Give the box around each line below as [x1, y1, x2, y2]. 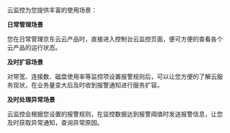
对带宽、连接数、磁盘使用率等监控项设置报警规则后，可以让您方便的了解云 [7, 72, 217, 80]
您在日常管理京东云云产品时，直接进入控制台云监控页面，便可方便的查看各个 [7, 35, 223, 43]
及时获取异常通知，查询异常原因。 [7, 119, 103, 126]
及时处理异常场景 [7, 95, 55, 104]
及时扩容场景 [7, 58, 43, 66]
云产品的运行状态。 [7, 44, 62, 51]
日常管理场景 [7, 20, 43, 29]
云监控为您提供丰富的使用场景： [7, 6, 97, 14]
